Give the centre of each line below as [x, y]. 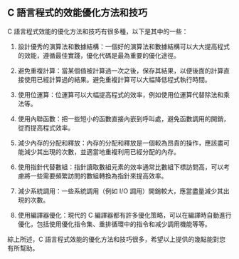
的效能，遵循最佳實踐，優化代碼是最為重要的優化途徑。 [99, 55]
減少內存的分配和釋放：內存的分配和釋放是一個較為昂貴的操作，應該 [117, 143]
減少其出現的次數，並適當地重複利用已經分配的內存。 [102, 151]
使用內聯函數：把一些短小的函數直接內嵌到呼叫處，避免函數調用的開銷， [123, 118]
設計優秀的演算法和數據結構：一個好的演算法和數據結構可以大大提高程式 [123, 46]
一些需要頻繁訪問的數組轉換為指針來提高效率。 [99, 176]
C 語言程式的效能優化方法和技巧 [78, 13]
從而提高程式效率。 [46, 128]
